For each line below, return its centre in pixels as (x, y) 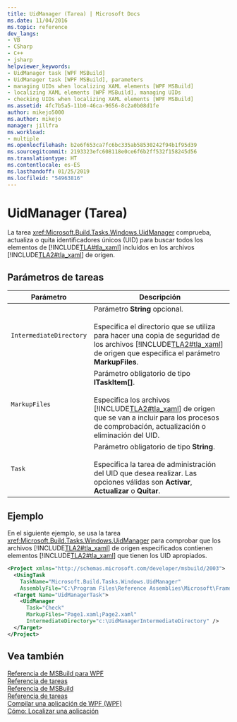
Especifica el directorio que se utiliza (154, 327)
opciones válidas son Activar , (143, 483)
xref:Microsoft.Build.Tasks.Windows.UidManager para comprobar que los (114, 540)
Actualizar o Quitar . (127, 491)
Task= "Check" (45, 608)
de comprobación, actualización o (150, 427)
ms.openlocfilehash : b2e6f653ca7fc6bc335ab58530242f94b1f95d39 (102, 146)
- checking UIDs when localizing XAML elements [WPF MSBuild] (101, 100)
